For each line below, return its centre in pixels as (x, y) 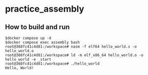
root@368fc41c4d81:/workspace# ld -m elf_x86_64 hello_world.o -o (74, 55)
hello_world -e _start (28, 59)
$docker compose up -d (28, 38)
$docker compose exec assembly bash (42, 42)
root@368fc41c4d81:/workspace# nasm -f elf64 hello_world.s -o (71, 47)
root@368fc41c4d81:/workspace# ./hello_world (52, 64)
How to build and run (37, 27)
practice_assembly (45, 9)
